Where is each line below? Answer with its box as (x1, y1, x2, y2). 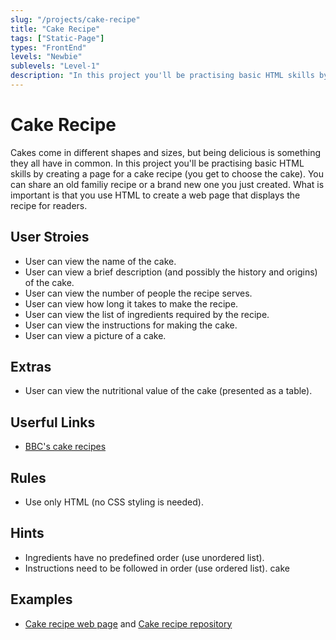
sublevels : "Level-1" (10, 61, 101, 71)
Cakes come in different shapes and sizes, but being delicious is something (10, 146, 322, 158)
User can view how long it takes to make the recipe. (24, 297, 239, 310)
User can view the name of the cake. (24, 255, 177, 267)
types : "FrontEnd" (10, 42, 87, 53)
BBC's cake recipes (24, 441, 107, 453)
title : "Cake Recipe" (10, 24, 101, 34)
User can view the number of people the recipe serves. (24, 287, 253, 299)
